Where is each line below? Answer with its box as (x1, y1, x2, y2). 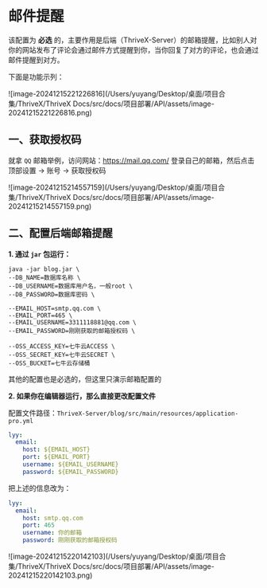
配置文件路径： (8, 408, 57, 417)
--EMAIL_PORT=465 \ (8, 312, 73, 319)
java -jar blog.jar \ (8, 265, 80, 273)
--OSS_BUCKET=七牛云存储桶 (8, 359, 91, 367)
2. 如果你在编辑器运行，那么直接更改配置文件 (8, 391, 157, 401)
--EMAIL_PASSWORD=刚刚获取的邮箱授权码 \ (8, 327, 135, 335)
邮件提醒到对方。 (8, 55, 64, 65)
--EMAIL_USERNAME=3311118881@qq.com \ (8, 318, 137, 327)
